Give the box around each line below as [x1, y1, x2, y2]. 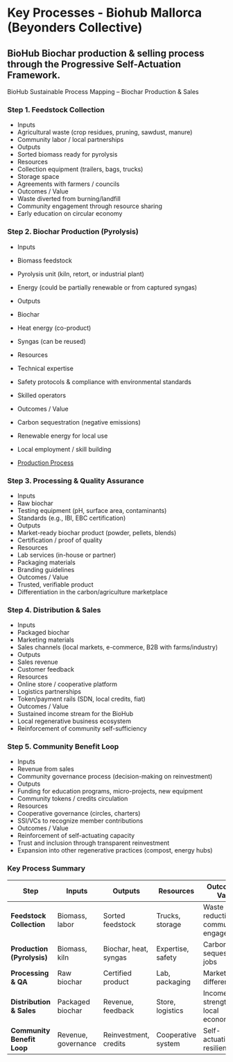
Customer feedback [17, 665, 75, 674]
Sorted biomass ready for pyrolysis [17, 150, 118, 159]
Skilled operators [17, 391, 67, 399]
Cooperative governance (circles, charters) [17, 809, 141, 818]
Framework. [7, 69, 61, 81]
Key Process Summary [7, 864, 85, 873]
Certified [103, 968, 132, 978]
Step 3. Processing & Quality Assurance [7, 475, 144, 485]
